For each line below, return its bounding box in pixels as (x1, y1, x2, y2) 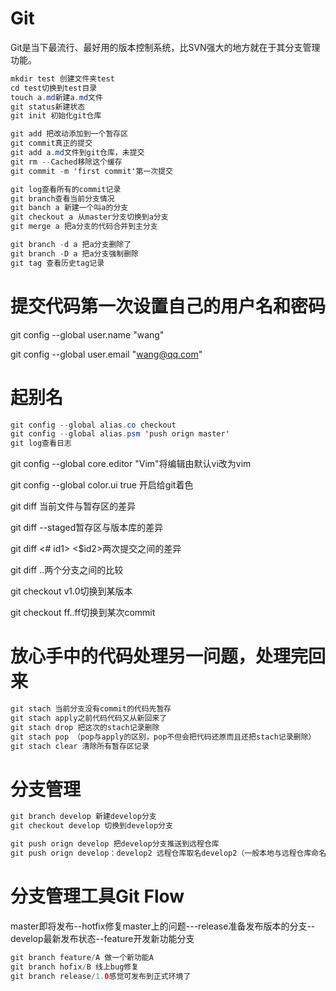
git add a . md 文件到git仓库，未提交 (10, 148, 145, 158)
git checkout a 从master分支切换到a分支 (10, 212, 169, 222)
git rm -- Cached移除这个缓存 (10, 157, 123, 167)
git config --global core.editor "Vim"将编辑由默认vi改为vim (10, 458, 252, 470)
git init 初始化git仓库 (10, 111, 102, 121)
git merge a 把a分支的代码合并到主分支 (10, 222, 158, 232)
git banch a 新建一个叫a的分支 (10, 203, 129, 213)
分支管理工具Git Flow (10, 885, 185, 908)
